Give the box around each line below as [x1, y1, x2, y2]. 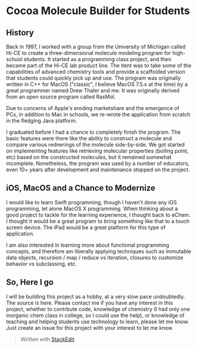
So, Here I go [6, 277, 54, 287]
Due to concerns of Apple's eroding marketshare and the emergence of [6, 105, 179, 111]
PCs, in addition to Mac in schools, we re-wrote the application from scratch [6, 111, 191, 118]
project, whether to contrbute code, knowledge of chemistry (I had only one [6, 305, 190, 313]
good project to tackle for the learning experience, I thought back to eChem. [6, 211, 191, 218]
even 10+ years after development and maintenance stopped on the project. [6, 166, 190, 173]
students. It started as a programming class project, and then [23, 56, 172, 62]
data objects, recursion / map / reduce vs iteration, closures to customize [6, 254, 183, 261]
